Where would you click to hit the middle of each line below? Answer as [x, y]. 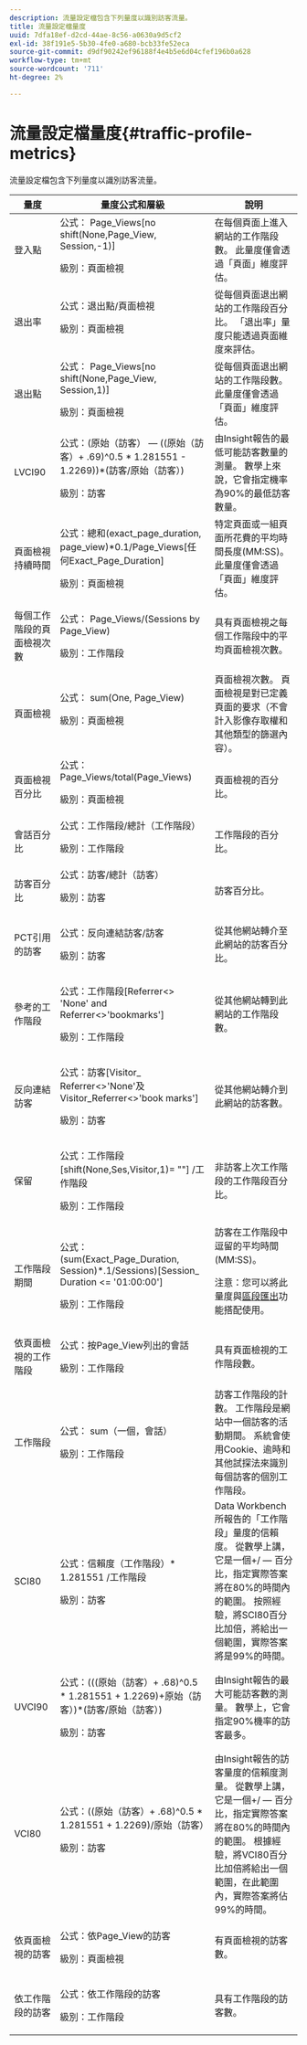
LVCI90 [30, 472]
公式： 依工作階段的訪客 [111, 1994]
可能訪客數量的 [255, 451]
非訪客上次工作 [246, 1167]
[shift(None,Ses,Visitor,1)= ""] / [128, 1169]
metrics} [43, 153]
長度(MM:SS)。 [256, 551]
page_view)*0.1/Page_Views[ [123, 546]
